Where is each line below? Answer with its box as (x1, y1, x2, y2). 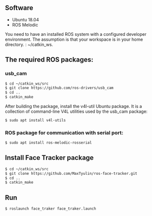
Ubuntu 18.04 (12, 16, 39, 22)
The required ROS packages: (5, 56, 93, 64)
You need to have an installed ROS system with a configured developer (5, 31, 147, 37)
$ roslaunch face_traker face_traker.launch (5, 206, 96, 211)
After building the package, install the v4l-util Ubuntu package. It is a (5, 104, 142, 109)
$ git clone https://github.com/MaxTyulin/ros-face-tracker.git (5, 171, 137, 176)
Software (5, 4, 33, 12)
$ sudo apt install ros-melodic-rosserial (5, 140, 92, 145)
